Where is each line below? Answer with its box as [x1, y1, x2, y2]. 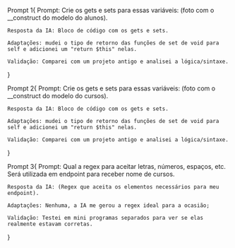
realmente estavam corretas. [7, 220, 93, 228]
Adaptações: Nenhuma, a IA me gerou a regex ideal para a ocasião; [7, 202, 210, 209]
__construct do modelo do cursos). [7, 92, 109, 100]
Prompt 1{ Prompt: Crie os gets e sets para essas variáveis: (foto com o [7, 6, 215, 14]
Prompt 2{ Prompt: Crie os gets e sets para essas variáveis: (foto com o [7, 84, 216, 93]
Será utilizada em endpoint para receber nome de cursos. [7, 170, 175, 178]
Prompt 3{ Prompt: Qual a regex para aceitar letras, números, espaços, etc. [7, 163, 226, 170]
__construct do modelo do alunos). [7, 13, 108, 22]
